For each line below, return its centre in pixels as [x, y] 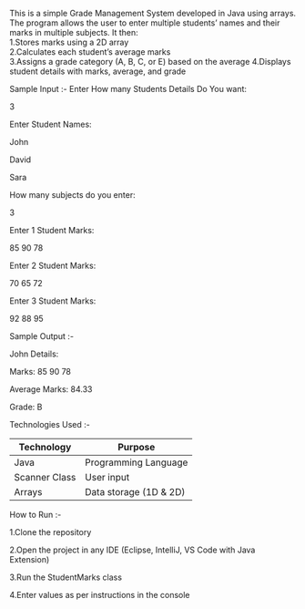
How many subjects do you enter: [72, 195]
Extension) [30, 559]
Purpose [137, 447]
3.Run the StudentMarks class [66, 577]
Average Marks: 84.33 [51, 389]
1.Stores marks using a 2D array [69, 42]
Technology [45, 447]
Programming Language [137, 462]
